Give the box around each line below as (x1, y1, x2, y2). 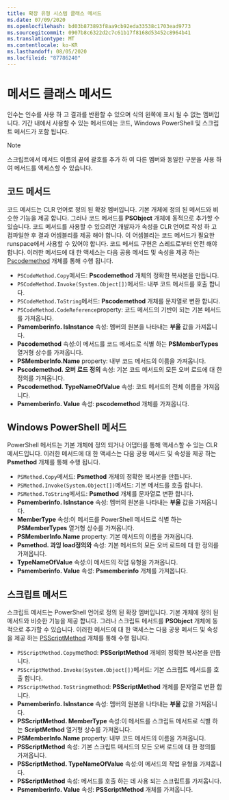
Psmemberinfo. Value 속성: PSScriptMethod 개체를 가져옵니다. (16, 786, 193, 794)
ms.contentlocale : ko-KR (7, 42, 78, 49)
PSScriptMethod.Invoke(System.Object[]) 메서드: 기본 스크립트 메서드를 (16, 666, 213, 674)
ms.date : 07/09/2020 (7, 16, 66, 23)
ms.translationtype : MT (7, 36, 75, 42)
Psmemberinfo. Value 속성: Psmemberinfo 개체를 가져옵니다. (16, 566, 188, 575)
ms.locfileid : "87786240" (7, 55, 81, 62)
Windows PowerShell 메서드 (7, 421, 127, 433)
